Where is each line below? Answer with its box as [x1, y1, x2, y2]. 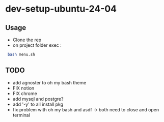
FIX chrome [12, 90, 37, 97]
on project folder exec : [12, 42, 62, 48]
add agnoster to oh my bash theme [12, 79, 87, 85]
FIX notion [12, 85, 35, 91]
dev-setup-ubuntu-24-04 [5, 3, 117, 15]
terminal [12, 112, 31, 118]
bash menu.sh [7, 52, 36, 57]
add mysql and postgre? [12, 96, 64, 102]
